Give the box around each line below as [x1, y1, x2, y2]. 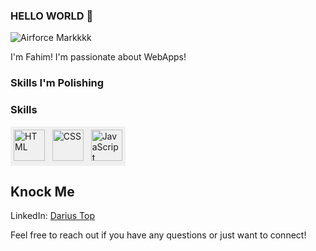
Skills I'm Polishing [10, 76, 105, 90]
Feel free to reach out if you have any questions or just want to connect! [10, 229, 307, 241]
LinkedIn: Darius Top [10, 210, 95, 222]
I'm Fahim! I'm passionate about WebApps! [10, 51, 187, 63]
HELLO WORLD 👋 [10, 9, 94, 23]
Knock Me [10, 183, 75, 200]
